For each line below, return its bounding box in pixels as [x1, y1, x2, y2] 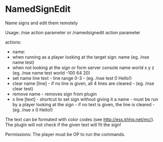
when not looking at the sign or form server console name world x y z [12, 65, 155, 71]
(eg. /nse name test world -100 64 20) [12, 70, 91, 75]
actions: [5, 39, 21, 45]
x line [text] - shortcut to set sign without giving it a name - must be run [12, 96, 159, 102]
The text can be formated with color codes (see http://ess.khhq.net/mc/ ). [5, 116, 155, 122]
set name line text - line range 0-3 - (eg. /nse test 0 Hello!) [12, 75, 132, 81]
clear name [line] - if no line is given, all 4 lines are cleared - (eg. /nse [12, 80, 155, 86]
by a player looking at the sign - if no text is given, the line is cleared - [12, 101, 155, 107]
